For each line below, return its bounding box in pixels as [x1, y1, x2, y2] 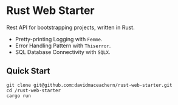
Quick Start [6, 66, 50, 76]
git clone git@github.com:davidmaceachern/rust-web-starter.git [6, 82, 173, 88]
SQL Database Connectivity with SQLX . [15, 48, 111, 55]
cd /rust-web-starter [6, 87, 61, 93]
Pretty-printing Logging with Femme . [15, 35, 103, 42]
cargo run [6, 92, 32, 99]
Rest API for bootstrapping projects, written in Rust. [6, 24, 135, 31]
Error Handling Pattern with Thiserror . [15, 42, 111, 49]
